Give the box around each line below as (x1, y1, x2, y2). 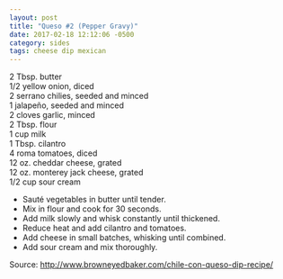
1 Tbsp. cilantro (9, 139, 66, 149)
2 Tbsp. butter (9, 71, 63, 82)
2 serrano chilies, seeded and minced (9, 91, 149, 102)
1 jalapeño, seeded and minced (9, 100, 124, 111)
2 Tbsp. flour (9, 119, 57, 130)
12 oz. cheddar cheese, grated (9, 157, 122, 168)
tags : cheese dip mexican (9, 47, 106, 56)
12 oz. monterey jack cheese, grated (9, 167, 144, 178)
